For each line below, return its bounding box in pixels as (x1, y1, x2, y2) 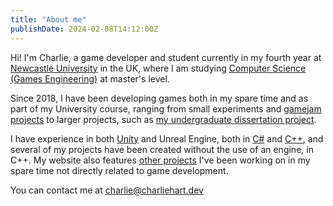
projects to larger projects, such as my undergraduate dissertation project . (10, 113, 317, 125)
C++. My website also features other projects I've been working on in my (10, 154, 311, 166)
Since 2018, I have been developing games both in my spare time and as (10, 92, 309, 104)
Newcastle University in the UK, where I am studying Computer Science (10, 62, 307, 74)
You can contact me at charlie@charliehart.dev (10, 184, 204, 196)
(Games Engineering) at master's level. (10, 72, 170, 85)
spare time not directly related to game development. (10, 164, 229, 176)
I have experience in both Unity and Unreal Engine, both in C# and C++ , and (10, 132, 324, 145)
